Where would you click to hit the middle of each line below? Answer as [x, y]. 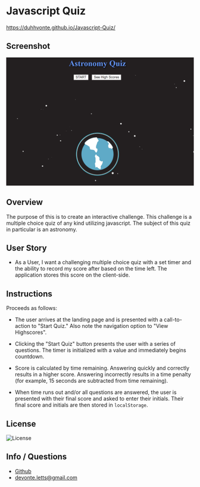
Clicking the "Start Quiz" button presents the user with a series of [95, 344]
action [23, 326]
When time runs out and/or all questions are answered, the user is [96, 392]
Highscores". [31, 333]
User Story [26, 248]
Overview [25, 202]
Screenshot [28, 46]
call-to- [173, 320]
